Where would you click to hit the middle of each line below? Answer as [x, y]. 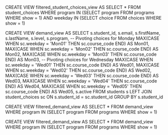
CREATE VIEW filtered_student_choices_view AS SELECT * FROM [73, 7]
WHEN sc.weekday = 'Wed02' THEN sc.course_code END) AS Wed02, [78, 70]
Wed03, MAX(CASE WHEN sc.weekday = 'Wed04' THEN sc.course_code [81, 81]
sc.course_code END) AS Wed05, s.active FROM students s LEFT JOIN [79, 92]
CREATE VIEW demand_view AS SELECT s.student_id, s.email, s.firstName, [83, 33]
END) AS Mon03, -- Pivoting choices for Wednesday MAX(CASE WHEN [79, 59]
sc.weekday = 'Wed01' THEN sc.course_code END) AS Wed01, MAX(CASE [82, 65]
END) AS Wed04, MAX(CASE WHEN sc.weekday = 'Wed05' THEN [74, 86]
